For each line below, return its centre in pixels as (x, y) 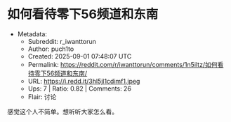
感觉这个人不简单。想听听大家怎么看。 (62, 112)
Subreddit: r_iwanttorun (62, 41)
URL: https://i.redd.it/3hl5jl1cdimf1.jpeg (84, 81)
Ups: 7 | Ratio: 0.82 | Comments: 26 (80, 89)
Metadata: (32, 34)
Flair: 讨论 (42, 97)
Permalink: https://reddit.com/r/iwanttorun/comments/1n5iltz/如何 (123, 64)
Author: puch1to (51, 49)
